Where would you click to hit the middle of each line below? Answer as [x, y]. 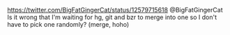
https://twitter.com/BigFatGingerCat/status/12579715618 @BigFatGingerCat [115, 10]
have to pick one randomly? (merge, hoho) [68, 24]
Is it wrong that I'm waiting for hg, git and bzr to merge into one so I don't [112, 17]
